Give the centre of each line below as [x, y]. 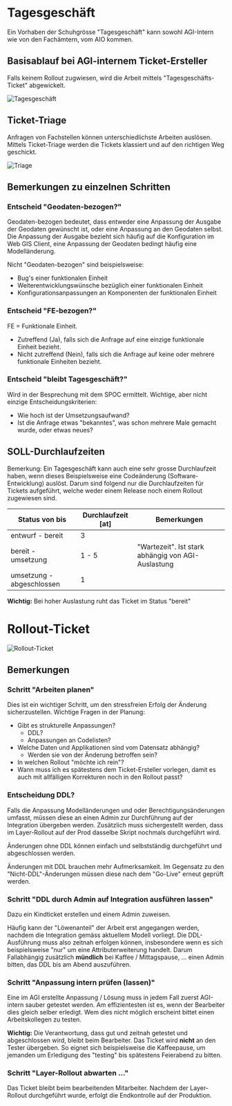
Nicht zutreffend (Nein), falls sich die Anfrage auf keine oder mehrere [116, 354]
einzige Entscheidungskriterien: [52, 402]
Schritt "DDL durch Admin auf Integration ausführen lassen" [110, 899]
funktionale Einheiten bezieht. [59, 361]
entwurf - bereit [37, 535]
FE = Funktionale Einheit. [42, 326]
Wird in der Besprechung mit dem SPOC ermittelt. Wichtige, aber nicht [107, 394]
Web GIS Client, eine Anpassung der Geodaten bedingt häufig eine [102, 244]
